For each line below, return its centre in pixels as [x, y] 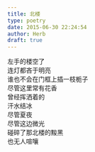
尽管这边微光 [26, 124]
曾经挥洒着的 [26, 97]
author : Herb [27, 34]
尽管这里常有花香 [32, 88]
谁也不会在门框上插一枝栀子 [48, 80]
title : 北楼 [24, 14]
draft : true [25, 40]
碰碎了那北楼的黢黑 [35, 133]
